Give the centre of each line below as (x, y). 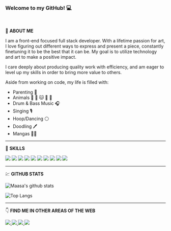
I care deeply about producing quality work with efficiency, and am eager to (85, 67)
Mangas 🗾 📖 (25, 134)
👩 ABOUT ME (20, 31)
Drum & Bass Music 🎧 (36, 103)
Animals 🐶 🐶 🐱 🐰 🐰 (32, 98)
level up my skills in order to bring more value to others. (64, 73)
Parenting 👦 (25, 92)
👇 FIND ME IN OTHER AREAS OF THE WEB (50, 211)
